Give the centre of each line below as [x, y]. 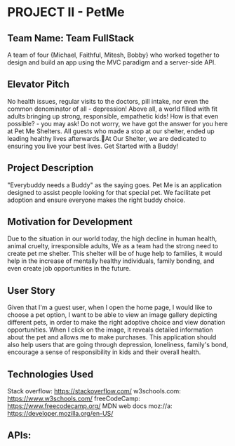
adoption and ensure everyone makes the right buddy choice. [96, 200]
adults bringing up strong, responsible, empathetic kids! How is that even [113, 116]
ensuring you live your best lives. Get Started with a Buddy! [93, 146]
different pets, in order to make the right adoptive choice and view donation [116, 323]
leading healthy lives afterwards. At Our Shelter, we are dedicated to [107, 138]
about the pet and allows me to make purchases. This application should [112, 337]
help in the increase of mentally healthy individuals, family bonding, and [111, 261]
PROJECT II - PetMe [66, 12]
